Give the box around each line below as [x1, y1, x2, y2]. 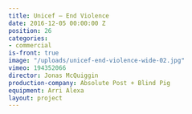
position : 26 [8, 26, 52, 35]
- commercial [8, 42, 52, 50]
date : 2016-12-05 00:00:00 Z [8, 19, 106, 27]
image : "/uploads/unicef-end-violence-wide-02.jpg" [8, 57, 185, 65]
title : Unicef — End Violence [8, 11, 110, 20]
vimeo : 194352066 [8, 64, 67, 72]
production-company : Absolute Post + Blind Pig [8, 79, 171, 87]
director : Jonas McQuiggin [8, 71, 99, 79]
